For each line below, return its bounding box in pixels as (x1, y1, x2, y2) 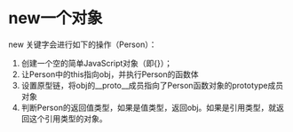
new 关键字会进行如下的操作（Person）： (8, 39, 157, 50)
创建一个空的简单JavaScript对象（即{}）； (20, 58, 172, 68)
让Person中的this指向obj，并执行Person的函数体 (20, 68, 199, 80)
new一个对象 (8, 8, 103, 28)
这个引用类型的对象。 (28, 113, 107, 124)
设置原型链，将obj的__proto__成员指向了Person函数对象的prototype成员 (20, 80, 284, 90)
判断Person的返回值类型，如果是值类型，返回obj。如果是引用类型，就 (20, 102, 277, 113)
